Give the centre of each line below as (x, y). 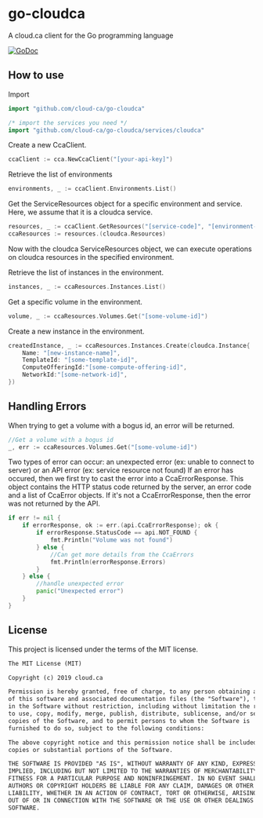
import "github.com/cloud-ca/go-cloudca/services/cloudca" (106, 130)
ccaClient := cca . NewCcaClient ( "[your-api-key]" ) (91, 159)
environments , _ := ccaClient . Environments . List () (92, 189)
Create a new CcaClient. (47, 145)
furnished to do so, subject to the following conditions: (106, 728)
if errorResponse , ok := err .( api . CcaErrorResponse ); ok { (121, 526)
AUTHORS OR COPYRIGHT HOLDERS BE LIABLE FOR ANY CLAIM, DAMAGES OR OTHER (131, 786)
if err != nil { (34, 518)
